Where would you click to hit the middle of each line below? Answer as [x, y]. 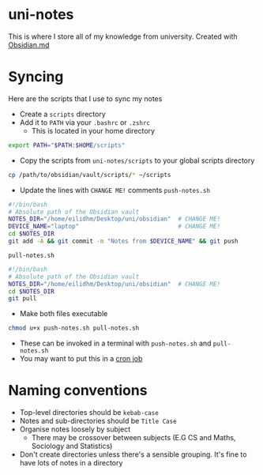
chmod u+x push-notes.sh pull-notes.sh [74, 328]
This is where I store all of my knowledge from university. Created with [123, 36]
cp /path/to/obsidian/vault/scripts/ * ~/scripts [90, 175]
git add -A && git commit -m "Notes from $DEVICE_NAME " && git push [123, 241]
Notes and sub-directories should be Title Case [98, 421]
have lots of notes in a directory [71, 463]
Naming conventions [78, 391]
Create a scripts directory [62, 114]
